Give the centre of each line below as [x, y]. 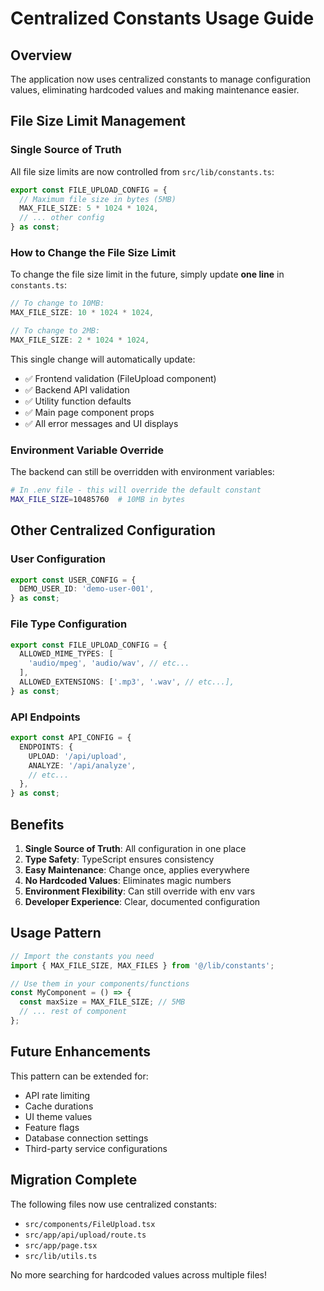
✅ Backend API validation [77, 389]
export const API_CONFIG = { [71, 738]
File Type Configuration [69, 624]
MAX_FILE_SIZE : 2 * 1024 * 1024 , [80, 340]
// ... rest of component [73, 1012]
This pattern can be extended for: [79, 1076]
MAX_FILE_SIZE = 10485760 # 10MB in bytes [98, 500]
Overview [41, 55]
